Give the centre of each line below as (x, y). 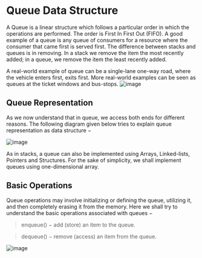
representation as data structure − (49, 130)
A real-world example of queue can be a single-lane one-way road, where (99, 71)
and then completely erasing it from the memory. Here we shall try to (92, 207)
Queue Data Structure (62, 11)
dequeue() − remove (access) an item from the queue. (89, 236)
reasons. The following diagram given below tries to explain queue (89, 124)
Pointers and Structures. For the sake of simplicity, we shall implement (94, 160)
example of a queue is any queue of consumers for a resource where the (97, 40)
